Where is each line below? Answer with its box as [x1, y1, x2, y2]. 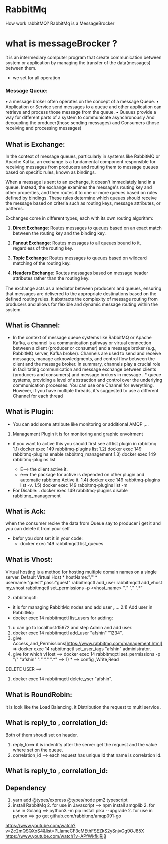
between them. [5, 65, 37, 71]
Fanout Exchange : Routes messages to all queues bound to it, [12, 240, 141, 246]
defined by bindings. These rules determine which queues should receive [5, 195, 157, 201]
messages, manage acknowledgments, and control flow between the [12, 355, 155, 362]
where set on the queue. [12, 747, 63, 753]
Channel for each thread [12, 393, 63, 399]
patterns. [5, 205, 24, 211]
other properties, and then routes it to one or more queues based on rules [5, 189, 158, 195]
